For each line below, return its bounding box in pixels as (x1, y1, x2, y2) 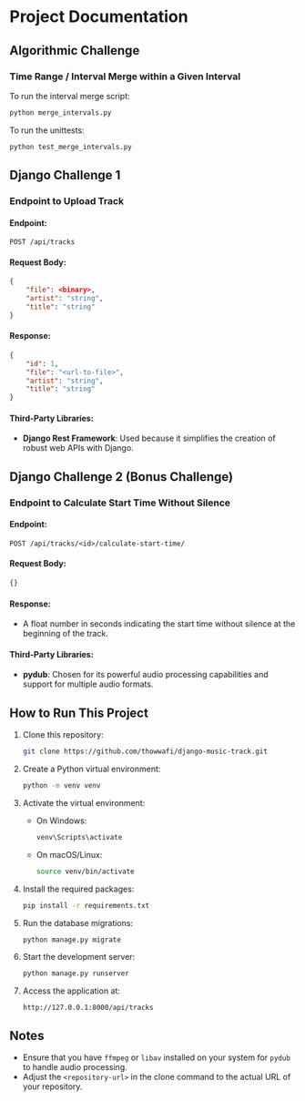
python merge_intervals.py (9, 107, 112, 117)
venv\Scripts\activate (36, 832, 123, 841)
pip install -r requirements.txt (22, 901, 150, 910)
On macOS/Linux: (36, 849, 103, 860)
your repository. (22, 1081, 83, 1092)
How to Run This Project (9, 705, 148, 720)
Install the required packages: (22, 883, 135, 894)
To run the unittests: (9, 125, 85, 136)
